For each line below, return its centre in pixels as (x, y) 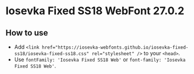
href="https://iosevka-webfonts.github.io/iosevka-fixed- (115, 47)
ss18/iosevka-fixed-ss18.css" (52, 54)
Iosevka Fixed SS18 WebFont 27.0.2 (95, 11)
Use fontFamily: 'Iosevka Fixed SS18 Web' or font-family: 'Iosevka (100, 59)
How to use (27, 33)
